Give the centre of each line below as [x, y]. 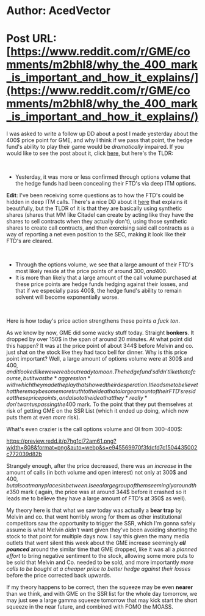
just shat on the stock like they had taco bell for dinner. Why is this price [97, 352]
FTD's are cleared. [30, 241]
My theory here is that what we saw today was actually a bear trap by [94, 510]
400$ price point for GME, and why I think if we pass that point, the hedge [100, 140]
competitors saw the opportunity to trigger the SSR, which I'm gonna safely [101, 524]
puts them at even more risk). [43, 418]
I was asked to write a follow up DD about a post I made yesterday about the [102, 134]
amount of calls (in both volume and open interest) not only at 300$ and [97, 473]
